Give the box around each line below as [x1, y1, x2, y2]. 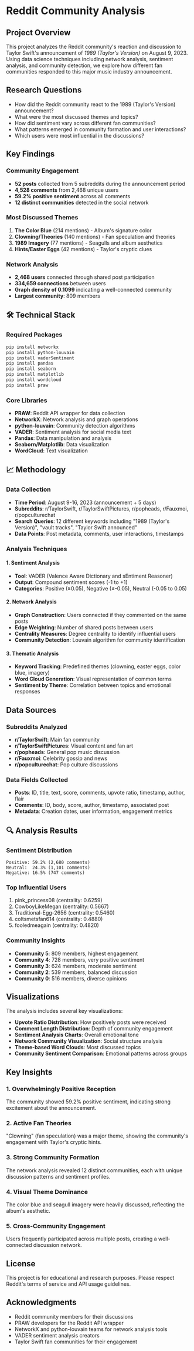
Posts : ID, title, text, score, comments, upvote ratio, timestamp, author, [14, 789, 185, 796]
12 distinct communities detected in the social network [14, 199, 149, 206]
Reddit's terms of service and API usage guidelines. [6, 1280, 131, 1287]
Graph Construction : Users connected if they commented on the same [14, 612, 186, 619]
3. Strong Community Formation [6, 1153, 100, 1162]
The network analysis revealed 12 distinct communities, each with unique [6, 1166, 183, 1174]
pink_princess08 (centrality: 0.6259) [14, 897, 103, 904]
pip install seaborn [6, 366, 57, 372]
